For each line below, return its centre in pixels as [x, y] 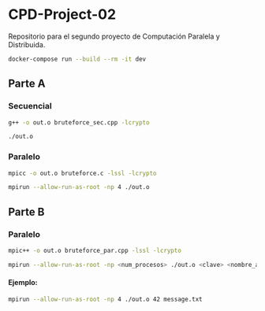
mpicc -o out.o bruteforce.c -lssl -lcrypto [82, 173]
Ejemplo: [23, 283]
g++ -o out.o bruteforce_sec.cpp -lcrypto [79, 122]
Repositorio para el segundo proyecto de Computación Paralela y [114, 36]
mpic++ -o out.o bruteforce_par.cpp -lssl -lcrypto [95, 250]
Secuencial [30, 106]
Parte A [27, 84]
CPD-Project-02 [62, 15]
